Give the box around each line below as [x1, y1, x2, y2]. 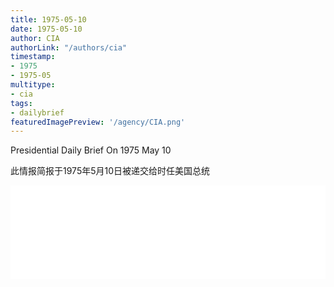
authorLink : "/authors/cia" [10, 42, 128, 53]
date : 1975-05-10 [10, 24, 83, 34]
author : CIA [10, 33, 60, 43]
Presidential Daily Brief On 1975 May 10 [10, 144, 172, 156]
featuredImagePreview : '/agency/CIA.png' [10, 117, 186, 127]
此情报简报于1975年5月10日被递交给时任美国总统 [10, 165, 211, 177]
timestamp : [10, 52, 56, 62]
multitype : [10, 80, 56, 90]
